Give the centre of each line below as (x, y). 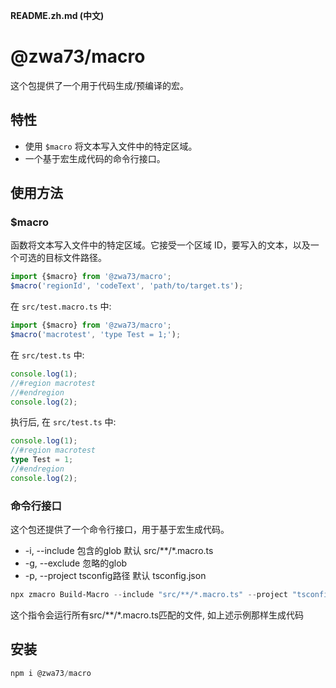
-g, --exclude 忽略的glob (76, 563)
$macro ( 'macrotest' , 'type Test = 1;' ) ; (96, 335)
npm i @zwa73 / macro (51, 673)
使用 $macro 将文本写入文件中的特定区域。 (111, 146)
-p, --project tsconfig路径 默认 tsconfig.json (115, 576)
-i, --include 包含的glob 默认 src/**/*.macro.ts (119, 551)
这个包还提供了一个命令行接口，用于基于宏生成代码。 (120, 530)
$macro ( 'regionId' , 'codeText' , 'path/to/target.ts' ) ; (127, 286)
